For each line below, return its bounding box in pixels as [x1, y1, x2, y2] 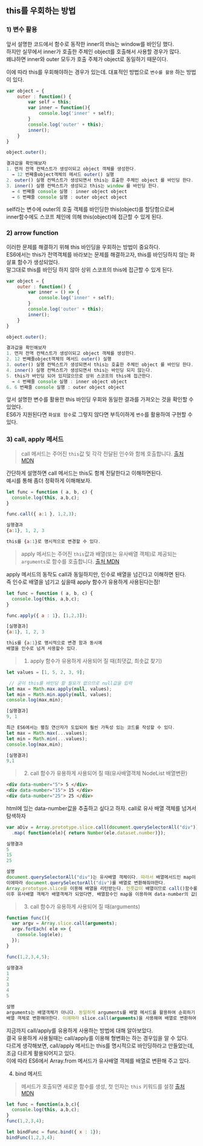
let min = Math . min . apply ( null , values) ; [6, 691, 112, 697]
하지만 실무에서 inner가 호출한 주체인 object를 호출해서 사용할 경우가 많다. [6, 48, 181, 55]
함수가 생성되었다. [17, 258, 60, 265]
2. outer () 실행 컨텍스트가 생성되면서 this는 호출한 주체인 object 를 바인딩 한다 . [6, 177, 194, 183]
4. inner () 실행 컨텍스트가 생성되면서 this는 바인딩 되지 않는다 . [6, 367, 153, 373]
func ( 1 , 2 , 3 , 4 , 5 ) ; [6, 954, 50, 960]
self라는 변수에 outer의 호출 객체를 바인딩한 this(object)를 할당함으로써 [6, 206, 175, 213]
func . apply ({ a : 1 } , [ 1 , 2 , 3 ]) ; [6, 613, 88, 619]
